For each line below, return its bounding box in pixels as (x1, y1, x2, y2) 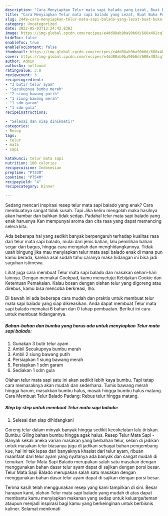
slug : (5, 17, 16, 22)
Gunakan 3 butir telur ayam (12, 340, 69, 347)
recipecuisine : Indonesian (5, 165, 61, 170)
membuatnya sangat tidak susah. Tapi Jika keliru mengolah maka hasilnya (5, 208, 157, 214)
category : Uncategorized (5, 21, 57, 27)
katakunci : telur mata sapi (5, 156, 64, 161)
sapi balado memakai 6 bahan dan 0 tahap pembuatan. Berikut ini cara (5, 306, 151, 312)
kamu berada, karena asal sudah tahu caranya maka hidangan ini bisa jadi (5, 254, 157, 261)
